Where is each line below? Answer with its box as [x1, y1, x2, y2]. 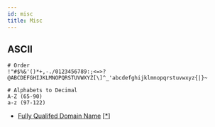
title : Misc [7, 17, 43, 24]
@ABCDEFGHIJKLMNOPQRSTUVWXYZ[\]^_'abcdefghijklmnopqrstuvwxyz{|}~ [7, 74, 208, 82]
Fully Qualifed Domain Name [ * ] [17, 111, 111, 121]
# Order [7, 62, 31, 70]
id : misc [7, 10, 33, 18]
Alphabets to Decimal [13, 87, 78, 94]
